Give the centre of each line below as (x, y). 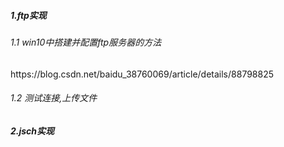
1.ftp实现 (28, 15)
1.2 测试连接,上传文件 (54, 98)
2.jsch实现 (32, 131)
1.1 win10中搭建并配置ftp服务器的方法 (86, 42)
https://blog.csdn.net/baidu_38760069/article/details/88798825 (142, 74)
